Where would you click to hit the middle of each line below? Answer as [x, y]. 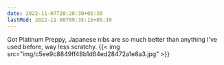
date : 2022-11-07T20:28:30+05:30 [55, 13]
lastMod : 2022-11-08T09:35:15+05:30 [59, 20]
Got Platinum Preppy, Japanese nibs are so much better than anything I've [112, 39]
